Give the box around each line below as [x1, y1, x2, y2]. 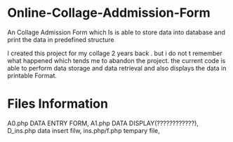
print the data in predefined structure [7, 35, 114, 43]
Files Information [7, 96, 109, 112]
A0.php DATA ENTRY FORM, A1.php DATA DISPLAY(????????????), [7, 119, 199, 127]
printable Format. [7, 71, 58, 80]
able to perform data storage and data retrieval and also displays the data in [7, 64, 227, 72]
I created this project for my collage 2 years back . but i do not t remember [7, 49, 222, 57]
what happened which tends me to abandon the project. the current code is [7, 56, 226, 64]
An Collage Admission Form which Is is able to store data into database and [7, 28, 226, 36]
